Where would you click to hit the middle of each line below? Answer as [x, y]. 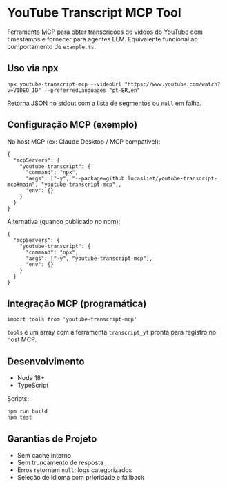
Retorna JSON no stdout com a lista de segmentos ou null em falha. [105, 103]
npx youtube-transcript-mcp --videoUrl [65, 84]
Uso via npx [33, 68]
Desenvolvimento [46, 361]
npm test [20, 417]
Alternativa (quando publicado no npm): [64, 221]
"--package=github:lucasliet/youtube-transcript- [145, 178]
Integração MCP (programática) [77, 303]
